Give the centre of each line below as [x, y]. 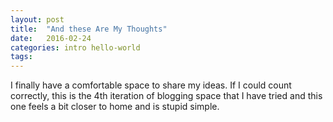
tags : [21, 57]
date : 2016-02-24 [51, 38]
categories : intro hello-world [75, 47]
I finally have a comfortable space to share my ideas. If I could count [151, 85]
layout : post [37, 19]
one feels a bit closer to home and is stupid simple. [115, 107]
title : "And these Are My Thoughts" [89, 29]
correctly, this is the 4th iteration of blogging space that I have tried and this [166, 96]
